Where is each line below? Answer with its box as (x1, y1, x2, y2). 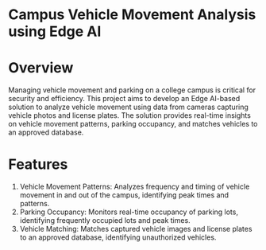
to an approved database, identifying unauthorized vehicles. (19, 232, 217, 242)
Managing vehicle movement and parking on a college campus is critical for (8, 85, 256, 95)
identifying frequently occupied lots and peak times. (19, 216, 191, 225)
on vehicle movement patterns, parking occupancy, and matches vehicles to (8, 119, 258, 129)
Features (8, 155, 68, 174)
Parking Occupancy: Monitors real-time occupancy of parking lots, (19, 207, 238, 217)
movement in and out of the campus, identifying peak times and (19, 190, 229, 200)
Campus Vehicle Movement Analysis (8, 6, 256, 24)
